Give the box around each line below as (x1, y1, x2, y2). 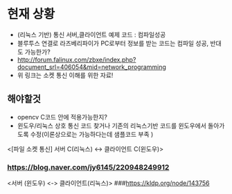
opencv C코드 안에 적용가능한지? (17, 113, 107, 121)
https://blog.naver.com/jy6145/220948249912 (7, 162, 170, 172)
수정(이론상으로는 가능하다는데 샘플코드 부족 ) (30, 130, 154, 138)
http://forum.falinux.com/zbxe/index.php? (17, 55, 136, 64)
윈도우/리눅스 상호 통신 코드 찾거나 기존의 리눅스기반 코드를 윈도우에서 (17, 122, 206, 130)
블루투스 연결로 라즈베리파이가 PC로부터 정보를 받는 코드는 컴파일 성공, (17, 39, 209, 47)
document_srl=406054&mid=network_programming (17, 63, 166, 71)
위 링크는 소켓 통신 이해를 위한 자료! (17, 70, 114, 79)
